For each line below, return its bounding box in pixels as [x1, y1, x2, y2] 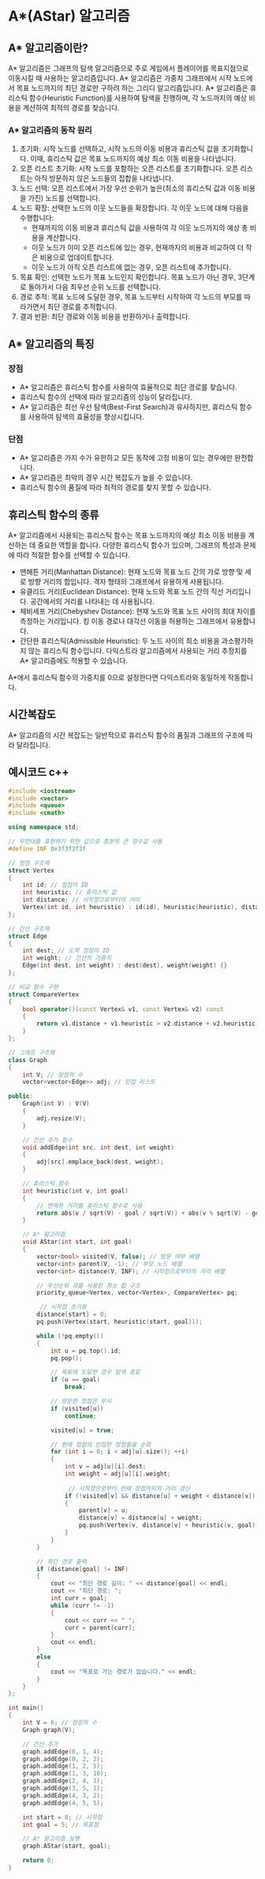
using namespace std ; [8, 823, 80, 832]
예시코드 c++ [8, 765, 69, 779]
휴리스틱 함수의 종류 [8, 508, 99, 521]
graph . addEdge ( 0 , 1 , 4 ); [22, 1747, 104, 1756]
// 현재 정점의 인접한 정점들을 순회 [50, 1441, 151, 1449]
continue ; [64, 1411, 97, 1420]
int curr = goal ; [50, 1595, 108, 1603]
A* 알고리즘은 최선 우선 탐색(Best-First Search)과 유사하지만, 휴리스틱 [19, 402, 238, 412]
